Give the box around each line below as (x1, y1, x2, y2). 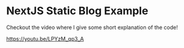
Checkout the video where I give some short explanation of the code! (6, 24, 178, 31)
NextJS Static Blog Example (6, 4, 149, 18)
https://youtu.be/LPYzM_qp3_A (6, 35, 84, 42)
